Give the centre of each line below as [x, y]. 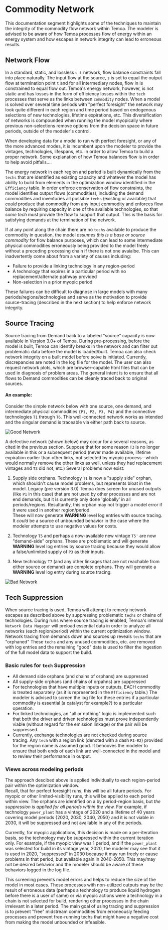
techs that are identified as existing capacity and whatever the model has [81, 177]
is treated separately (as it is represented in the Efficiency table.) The [85, 692]
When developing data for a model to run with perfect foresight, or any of [81, 141]
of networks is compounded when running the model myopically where [79, 120]
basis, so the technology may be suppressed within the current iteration [79, 838]
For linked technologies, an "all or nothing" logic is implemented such [84, 713]
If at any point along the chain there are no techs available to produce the [81, 229]
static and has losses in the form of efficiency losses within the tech [75, 93]
